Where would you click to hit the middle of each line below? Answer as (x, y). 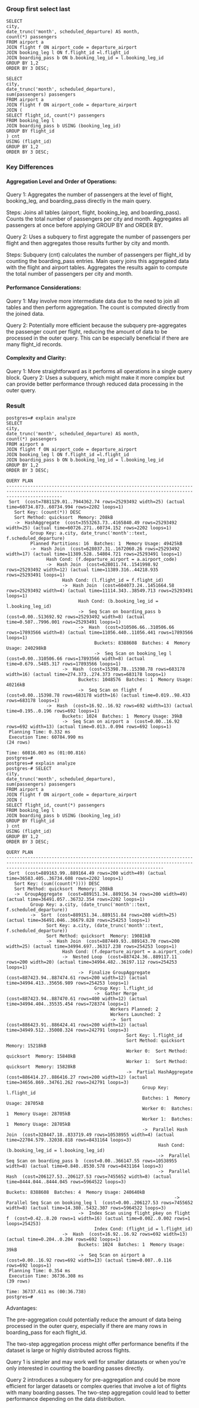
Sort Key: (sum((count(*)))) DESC (57, 884)
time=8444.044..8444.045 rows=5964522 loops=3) (66, 1182)
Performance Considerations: (44, 288)
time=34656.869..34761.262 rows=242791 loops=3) (68, 1083)
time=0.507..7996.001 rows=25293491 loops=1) (63, 622)
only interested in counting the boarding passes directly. (75, 1369)
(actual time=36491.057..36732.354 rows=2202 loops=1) (76, 900)
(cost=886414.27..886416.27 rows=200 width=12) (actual (77, 1077)
